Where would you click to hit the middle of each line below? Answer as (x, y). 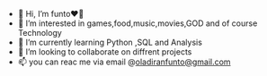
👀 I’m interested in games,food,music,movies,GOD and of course (138, 23)
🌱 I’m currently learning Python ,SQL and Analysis (110, 42)
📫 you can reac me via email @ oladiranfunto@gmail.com (124, 62)
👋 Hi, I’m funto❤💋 (51, 14)
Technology (40, 33)
